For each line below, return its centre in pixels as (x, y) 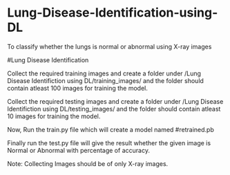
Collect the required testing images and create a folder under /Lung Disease (115, 101)
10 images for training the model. (54, 116)
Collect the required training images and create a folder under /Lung (104, 73)
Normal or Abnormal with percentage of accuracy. (79, 150)
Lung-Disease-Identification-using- (113, 13)
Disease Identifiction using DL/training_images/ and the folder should (105, 80)
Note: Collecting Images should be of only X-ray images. (88, 163)
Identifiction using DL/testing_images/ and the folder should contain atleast (114, 109)
